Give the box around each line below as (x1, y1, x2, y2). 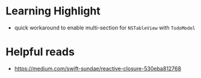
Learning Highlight (5, 4, 100, 18)
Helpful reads (5, 45, 75, 59)
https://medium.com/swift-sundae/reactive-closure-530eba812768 (14, 65, 182, 72)
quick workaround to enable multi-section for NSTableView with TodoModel (14, 24, 196, 31)
